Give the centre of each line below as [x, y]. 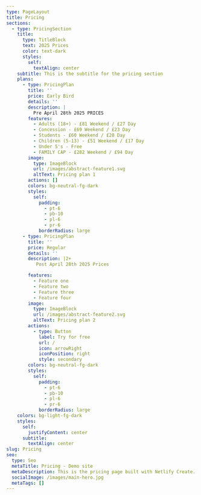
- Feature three [53, 292]
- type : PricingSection [41, 29]
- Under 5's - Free [58, 146]
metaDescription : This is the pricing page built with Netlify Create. [104, 471]
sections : [19, 23]
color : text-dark [44, 51]
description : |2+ [49, 259]
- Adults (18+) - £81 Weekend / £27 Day [85, 124]
